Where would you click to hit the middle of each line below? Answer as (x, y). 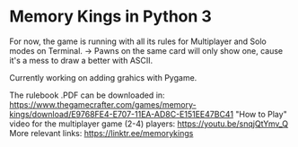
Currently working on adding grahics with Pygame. (103, 77)
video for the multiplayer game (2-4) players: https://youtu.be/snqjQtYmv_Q (149, 124)
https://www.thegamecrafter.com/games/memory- (103, 104)
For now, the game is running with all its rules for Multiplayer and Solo (138, 41)
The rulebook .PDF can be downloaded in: (87, 95)
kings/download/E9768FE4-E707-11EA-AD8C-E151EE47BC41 (122, 114)
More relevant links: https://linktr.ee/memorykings (101, 133)
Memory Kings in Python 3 (111, 17)
